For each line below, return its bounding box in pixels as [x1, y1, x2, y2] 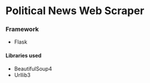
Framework [5, 25, 39, 34]
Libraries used [5, 52, 42, 59]
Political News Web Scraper [5, 4, 145, 18]
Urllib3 [14, 71, 31, 78]
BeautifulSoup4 [14, 65, 53, 72]
